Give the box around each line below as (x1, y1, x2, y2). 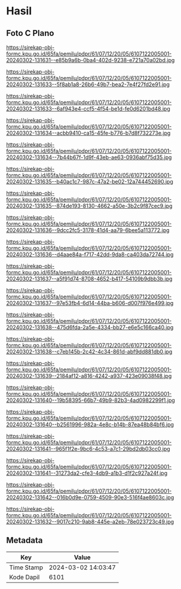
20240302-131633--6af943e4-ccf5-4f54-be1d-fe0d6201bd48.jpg (6, 105, 170, 112)
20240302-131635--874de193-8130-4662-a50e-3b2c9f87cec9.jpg (6, 202, 173, 209)
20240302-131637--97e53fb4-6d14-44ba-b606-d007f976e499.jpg (6, 300, 174, 306)
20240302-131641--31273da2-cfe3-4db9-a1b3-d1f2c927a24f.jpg (6, 469, 168, 477)
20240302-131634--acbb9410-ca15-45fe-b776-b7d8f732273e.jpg (6, 130, 171, 136)
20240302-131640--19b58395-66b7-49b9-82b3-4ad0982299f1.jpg (6, 396, 175, 404)
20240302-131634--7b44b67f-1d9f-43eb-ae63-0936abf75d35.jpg (6, 154, 172, 161)
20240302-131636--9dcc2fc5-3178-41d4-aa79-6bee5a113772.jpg (6, 227, 170, 234)
